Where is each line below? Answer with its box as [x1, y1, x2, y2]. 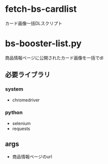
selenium [12, 120, 31, 126]
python [5, 109, 23, 116]
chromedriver [12, 97, 40, 103]
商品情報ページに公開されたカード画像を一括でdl [5, 55, 104, 61]
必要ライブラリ [5, 70, 51, 79]
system [5, 86, 24, 93]
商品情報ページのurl [12, 154, 53, 160]
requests [12, 126, 30, 131]
